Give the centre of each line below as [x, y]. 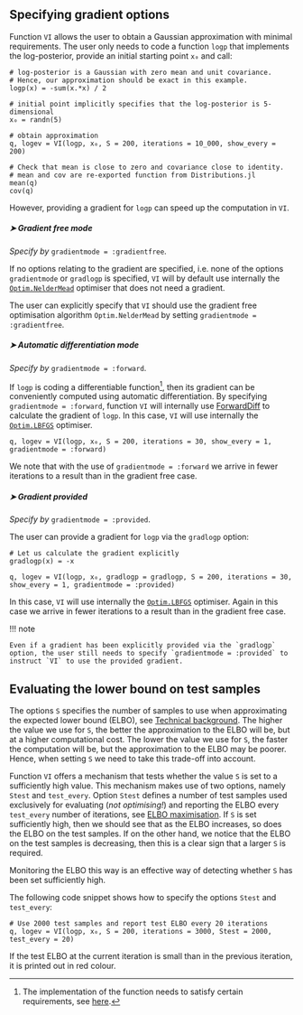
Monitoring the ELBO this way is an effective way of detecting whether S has [151, 871]
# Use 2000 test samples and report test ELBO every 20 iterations [139, 924]
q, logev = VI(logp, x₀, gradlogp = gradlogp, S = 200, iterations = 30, [151, 577]
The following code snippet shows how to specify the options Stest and [143, 898]
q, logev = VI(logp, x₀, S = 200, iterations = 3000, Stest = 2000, [141, 932]
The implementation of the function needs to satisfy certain [133, 992]
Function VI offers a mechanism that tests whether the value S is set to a [143, 777]
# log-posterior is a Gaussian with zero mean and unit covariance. [141, 72]
